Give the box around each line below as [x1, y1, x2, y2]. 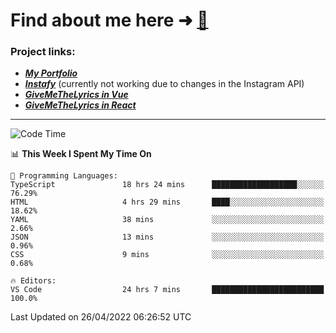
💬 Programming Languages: [10, 171, 118, 181]
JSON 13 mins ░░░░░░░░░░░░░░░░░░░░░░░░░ [10, 232, 325, 243]
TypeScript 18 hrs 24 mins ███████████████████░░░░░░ [10, 180, 325, 190]
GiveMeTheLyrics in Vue [24, 89, 129, 101]
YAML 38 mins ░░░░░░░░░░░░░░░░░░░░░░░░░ [10, 215, 325, 225]
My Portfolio [24, 67, 78, 79]
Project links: [10, 45, 76, 59]
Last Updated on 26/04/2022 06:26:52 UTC [10, 311, 192, 323]
